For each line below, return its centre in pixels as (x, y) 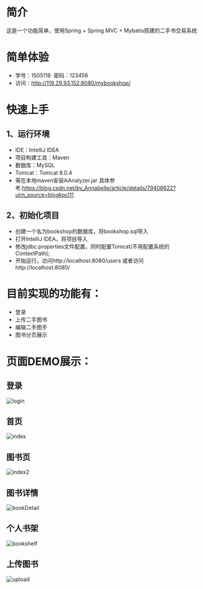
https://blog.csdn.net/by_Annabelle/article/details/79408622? (99, 188)
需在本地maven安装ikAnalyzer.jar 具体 (62, 180)
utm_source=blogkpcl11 (44, 195)
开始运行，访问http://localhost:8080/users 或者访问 (79, 260)
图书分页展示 (31, 335)
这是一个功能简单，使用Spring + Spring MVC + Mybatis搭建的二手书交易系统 (102, 30)
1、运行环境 (28, 134)
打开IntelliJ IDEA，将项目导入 (51, 239)
